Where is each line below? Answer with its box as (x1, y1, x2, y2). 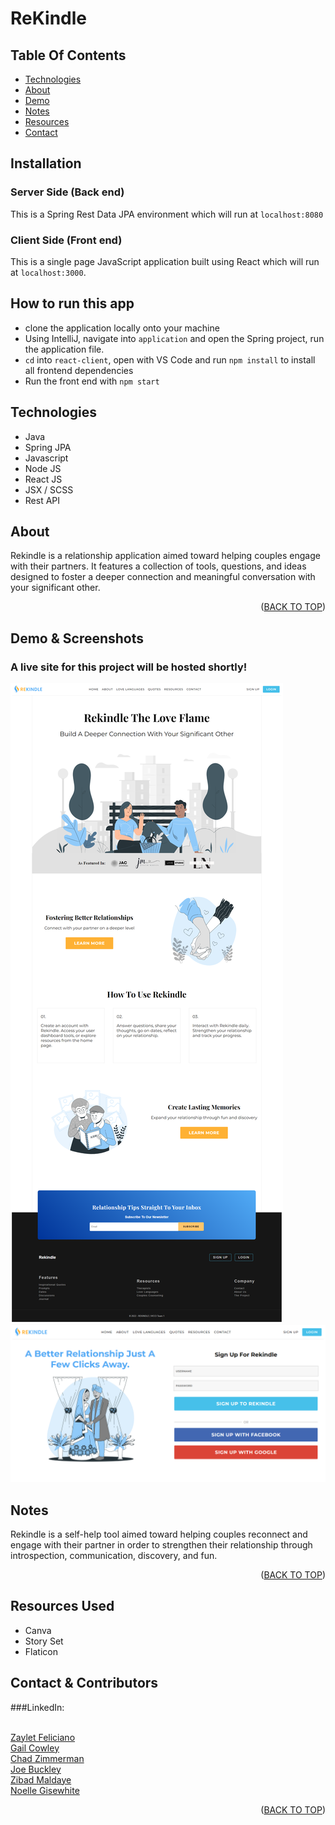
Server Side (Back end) (10, 185, 125, 199)
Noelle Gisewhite (10, 1784, 80, 1796)
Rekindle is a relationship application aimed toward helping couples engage (10, 550, 321, 562)
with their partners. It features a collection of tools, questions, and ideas (10, 560, 307, 572)
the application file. (24, 343, 105, 355)
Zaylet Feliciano (10, 1731, 76, 1743)
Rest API (24, 494, 61, 506)
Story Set (24, 1635, 64, 1647)
